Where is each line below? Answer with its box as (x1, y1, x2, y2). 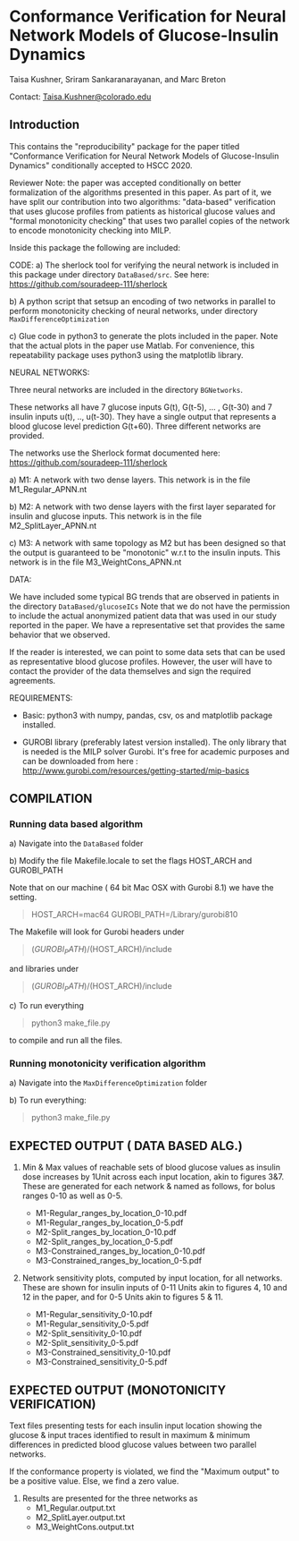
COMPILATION (9, 791, 93, 806)
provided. (9, 430, 45, 440)
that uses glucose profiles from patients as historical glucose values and (9, 206, 276, 217)
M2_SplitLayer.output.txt (35, 1511, 126, 1522)
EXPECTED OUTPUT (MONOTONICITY (9, 1383, 227, 1398)
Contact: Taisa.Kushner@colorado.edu (9, 91, 152, 102)
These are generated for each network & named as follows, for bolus (21, 1181, 276, 1192)
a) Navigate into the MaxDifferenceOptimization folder (9, 1077, 208, 1088)
